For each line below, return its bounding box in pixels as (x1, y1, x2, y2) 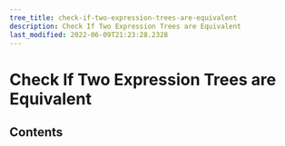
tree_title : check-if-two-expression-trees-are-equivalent (9, 13, 238, 23)
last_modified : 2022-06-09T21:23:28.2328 (9, 30, 169, 39)
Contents (9, 124, 64, 140)
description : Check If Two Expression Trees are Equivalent (9, 22, 242, 31)
